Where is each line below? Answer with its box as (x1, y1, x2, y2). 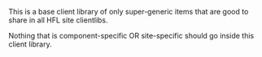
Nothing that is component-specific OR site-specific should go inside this (8, 31, 255, 40)
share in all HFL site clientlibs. (8, 15, 108, 25)
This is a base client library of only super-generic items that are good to (8, 7, 249, 16)
